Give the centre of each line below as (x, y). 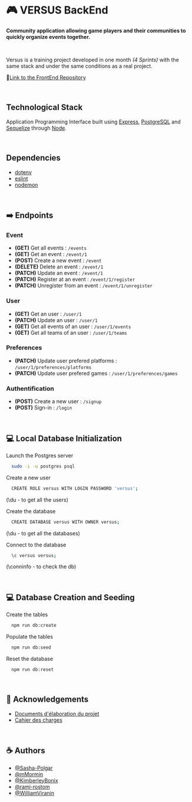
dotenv (23, 172)
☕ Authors (26, 751)
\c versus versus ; (34, 555)
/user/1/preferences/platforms (53, 367)
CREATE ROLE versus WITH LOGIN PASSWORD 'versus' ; (75, 488)
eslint (21, 178)
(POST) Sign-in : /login (43, 408)
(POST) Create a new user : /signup (58, 401)
